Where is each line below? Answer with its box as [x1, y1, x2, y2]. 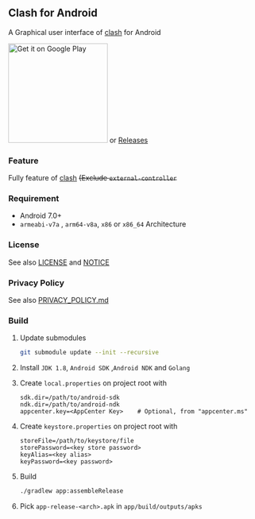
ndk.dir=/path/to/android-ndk [19, 401, 121, 409]
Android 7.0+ [19, 211, 62, 221]
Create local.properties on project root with [19, 378, 167, 388]
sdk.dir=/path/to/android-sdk [19, 393, 121, 402]
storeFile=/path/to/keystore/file [19, 437, 134, 445]
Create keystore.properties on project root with [19, 421, 178, 432]
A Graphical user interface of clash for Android [8, 27, 161, 37]
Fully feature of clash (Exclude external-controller [8, 173, 177, 183]
